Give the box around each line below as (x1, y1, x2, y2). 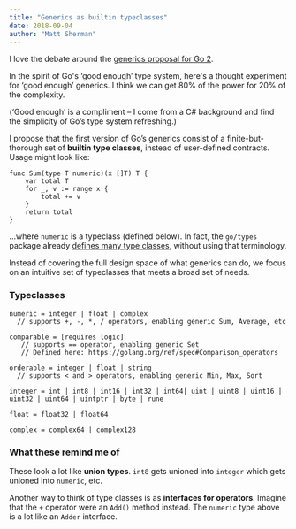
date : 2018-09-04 (9, 21, 73, 30)
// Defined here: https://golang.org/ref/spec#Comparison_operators (20, 348, 278, 356)
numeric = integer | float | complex (9, 309, 148, 318)
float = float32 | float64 (9, 410, 109, 418)
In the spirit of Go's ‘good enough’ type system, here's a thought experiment (9, 71, 287, 81)
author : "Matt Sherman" (9, 29, 97, 38)
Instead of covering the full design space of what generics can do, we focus (9, 257, 287, 268)
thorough (9, 142, 42, 153)
